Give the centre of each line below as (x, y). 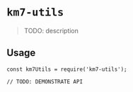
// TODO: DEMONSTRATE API (45, 81)
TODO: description (51, 30)
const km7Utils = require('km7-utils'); (67, 69)
